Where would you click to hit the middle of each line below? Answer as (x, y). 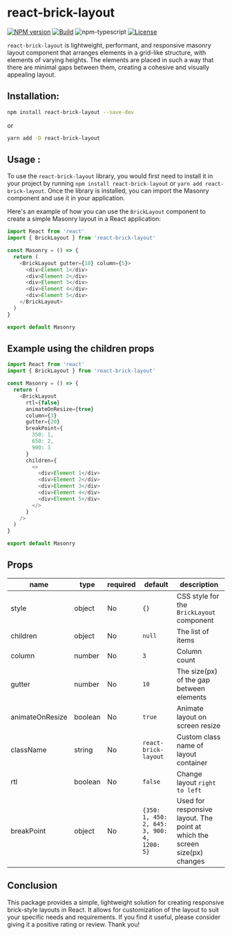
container (192, 762)
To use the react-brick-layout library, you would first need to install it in (110, 176)
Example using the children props (81, 348)
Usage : (24, 159)
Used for (191, 800)
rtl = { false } (42, 403)
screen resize (199, 725)
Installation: (33, 96)
